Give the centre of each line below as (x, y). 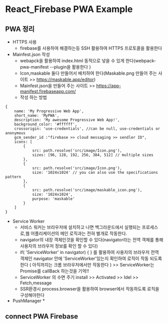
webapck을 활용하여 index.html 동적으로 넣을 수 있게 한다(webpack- (88, 61)
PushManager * (29, 301)
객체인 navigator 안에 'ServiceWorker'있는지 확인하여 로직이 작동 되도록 (91, 258)
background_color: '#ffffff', (46, 124)
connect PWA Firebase (42, 316)
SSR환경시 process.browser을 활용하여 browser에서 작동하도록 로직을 (90, 289)
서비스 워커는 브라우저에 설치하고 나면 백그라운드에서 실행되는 (80, 227)
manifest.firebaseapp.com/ (48, 91)
